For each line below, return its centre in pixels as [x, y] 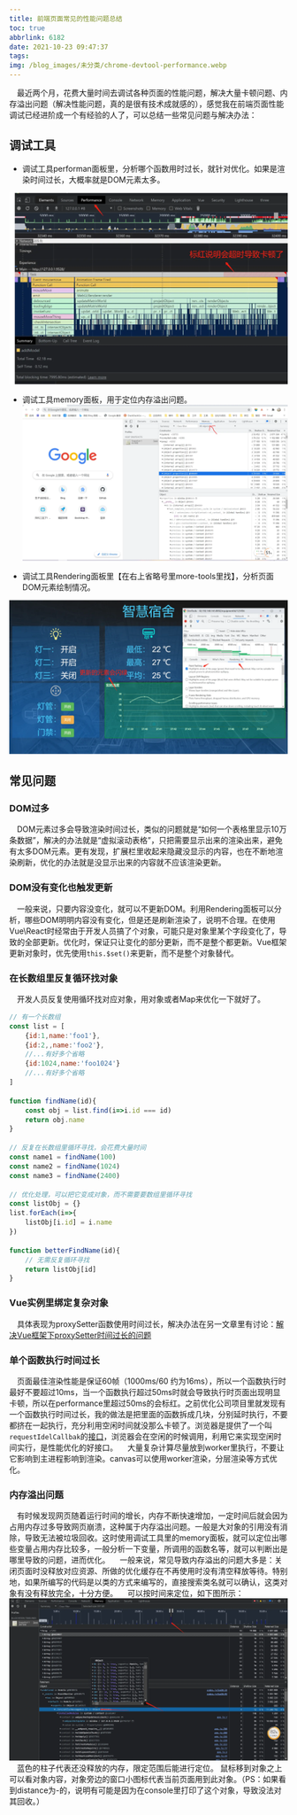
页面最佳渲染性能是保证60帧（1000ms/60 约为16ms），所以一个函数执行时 [152, 1381]
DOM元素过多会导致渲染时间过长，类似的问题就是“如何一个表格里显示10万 [152, 829]
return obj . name [55, 1120]
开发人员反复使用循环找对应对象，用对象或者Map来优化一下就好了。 [141, 999]
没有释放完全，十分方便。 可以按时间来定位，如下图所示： [134, 1594]
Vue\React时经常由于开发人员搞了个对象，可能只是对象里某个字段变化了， [144, 931]
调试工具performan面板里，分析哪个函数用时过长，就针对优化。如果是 [150, 168]
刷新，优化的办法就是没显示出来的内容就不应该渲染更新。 [121, 863]
